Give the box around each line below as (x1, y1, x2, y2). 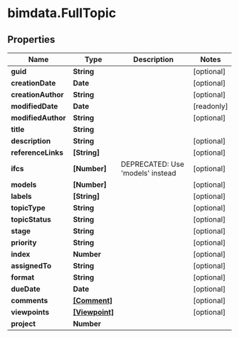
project (11, 319, 36, 329)
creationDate (11, 78, 56, 88)
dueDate (11, 284, 41, 294)
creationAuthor (11, 90, 64, 99)
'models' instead (120, 168, 176, 178)
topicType (11, 203, 46, 212)
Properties (7, 34, 55, 46)
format (11, 272, 35, 282)
